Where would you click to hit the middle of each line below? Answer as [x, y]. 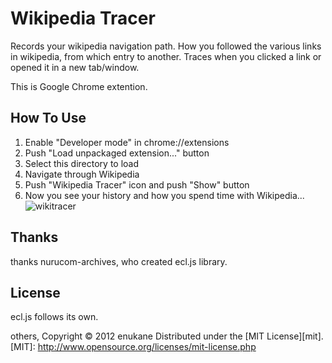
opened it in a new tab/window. [75, 67]
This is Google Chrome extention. [79, 86]
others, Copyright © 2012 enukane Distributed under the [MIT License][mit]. [167, 336]
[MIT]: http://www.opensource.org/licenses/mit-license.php [133, 347]
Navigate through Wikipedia [82, 174]
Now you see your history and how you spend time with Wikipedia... [164, 195]
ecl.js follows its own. [54, 317]
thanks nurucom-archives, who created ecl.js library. [119, 261]
